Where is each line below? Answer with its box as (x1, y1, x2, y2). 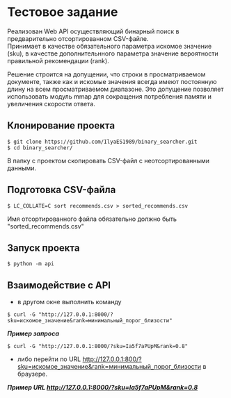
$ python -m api (7, 260, 54, 267)
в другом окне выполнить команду (17, 298, 122, 306)
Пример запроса (7, 329, 60, 338)
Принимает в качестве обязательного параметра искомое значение (7, 42, 212, 50)
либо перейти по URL (17, 355, 81, 363)
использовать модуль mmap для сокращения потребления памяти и (7, 92, 212, 101)
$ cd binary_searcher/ (7, 144, 73, 151)
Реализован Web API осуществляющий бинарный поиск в (7, 27, 180, 35)
